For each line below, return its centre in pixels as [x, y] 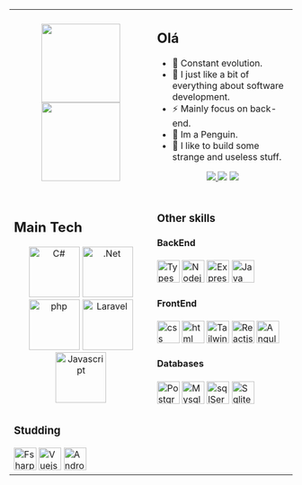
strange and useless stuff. [227, 156]
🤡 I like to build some [216, 145]
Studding [37, 430]
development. [201, 96]
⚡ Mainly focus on [210, 109]
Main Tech [48, 227]
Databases [180, 364]
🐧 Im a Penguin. [205, 134]
